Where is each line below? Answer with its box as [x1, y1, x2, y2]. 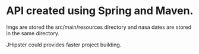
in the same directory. [6, 29, 59, 36]
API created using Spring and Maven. [6, 4, 194, 18]
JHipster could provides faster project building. [6, 41, 122, 48]
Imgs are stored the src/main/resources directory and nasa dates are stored [6, 23, 192, 31]
